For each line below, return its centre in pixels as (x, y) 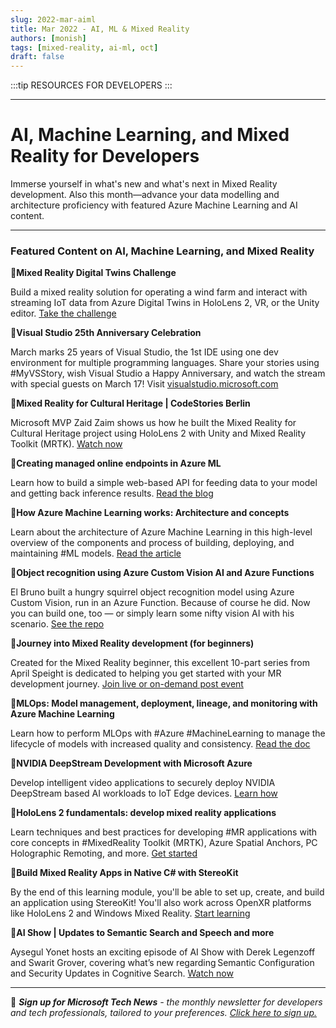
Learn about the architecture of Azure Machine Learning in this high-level (161, 532)
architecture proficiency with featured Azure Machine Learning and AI (154, 205)
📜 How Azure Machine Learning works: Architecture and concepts (150, 513)
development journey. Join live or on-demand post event (127, 684)
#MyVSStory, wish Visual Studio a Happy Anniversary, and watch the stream (168, 373)
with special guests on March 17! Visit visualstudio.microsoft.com (144, 384)
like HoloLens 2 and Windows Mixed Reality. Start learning (130, 913)
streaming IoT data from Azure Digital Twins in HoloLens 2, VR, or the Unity (165, 303)
